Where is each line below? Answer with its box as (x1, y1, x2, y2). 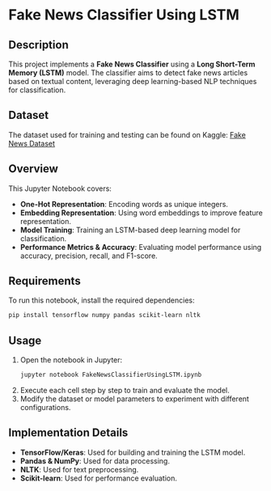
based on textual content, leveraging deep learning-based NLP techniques (8, 77, 257, 86)
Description (8, 38, 69, 52)
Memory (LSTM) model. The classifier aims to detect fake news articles (8, 68, 248, 78)
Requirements (8, 274, 81, 288)
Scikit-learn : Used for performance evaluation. (19, 473, 178, 483)
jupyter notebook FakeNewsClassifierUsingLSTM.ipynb (19, 370, 202, 379)
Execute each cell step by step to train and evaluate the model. (19, 386, 231, 395)
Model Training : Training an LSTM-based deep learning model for (19, 225, 241, 235)
